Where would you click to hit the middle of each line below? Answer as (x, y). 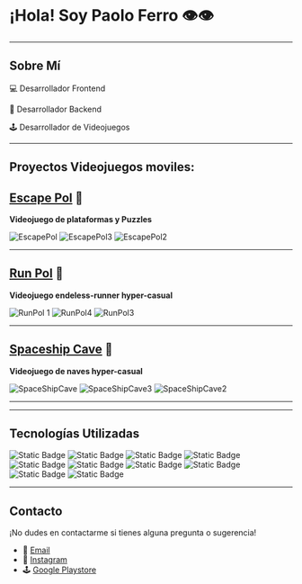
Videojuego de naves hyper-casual (76, 371)
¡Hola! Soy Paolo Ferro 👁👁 (111, 16)
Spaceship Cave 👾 (61, 350)
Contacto (36, 511)
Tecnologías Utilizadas (75, 433)
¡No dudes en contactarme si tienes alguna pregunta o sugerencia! (133, 533)
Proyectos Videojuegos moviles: (102, 167)
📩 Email (36, 550)
